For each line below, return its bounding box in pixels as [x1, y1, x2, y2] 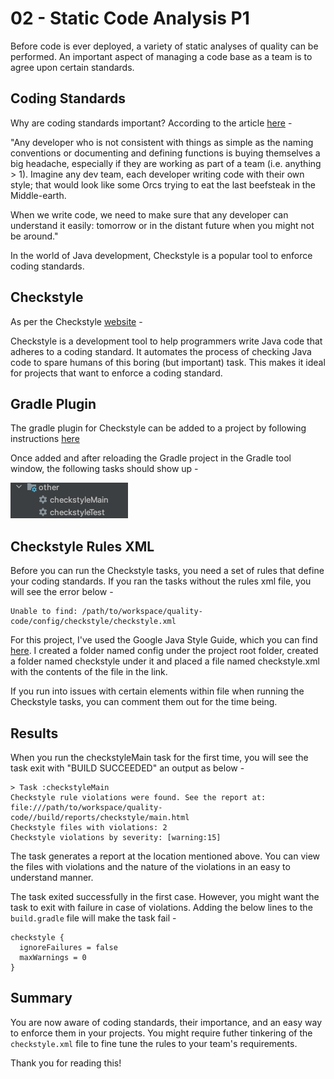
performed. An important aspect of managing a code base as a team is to [10, 50, 313, 62]
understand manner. [10, 872, 94, 883]
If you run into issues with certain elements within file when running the [10, 685, 305, 697]
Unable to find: [10, 607, 78, 617]
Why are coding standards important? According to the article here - [10, 117, 293, 129]
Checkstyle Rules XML [10, 538, 155, 555]
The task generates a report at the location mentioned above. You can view [10, 850, 321, 862]
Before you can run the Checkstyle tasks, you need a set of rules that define [10, 565, 325, 577]
